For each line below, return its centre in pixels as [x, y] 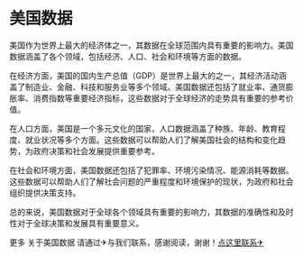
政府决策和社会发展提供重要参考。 [96, 151]
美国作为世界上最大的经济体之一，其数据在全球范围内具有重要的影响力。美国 [151, 45]
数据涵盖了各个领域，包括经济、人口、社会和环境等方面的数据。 [128, 56]
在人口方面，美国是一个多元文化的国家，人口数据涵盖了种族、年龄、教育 [143, 128]
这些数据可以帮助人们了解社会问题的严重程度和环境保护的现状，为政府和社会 [151, 181]
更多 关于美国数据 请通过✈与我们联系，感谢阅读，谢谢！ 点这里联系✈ [137, 242]
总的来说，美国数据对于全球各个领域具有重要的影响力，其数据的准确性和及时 [151, 212]
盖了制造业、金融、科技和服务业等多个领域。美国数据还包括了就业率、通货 [147, 87]
